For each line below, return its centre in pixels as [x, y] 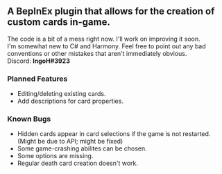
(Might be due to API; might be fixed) [70, 142]
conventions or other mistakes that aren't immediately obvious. [97, 53]
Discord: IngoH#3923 [39, 61]
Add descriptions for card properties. [70, 101]
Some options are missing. [55, 156]
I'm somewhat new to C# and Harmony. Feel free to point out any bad [106, 46]
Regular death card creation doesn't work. [78, 163]
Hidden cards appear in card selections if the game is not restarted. [114, 134]
